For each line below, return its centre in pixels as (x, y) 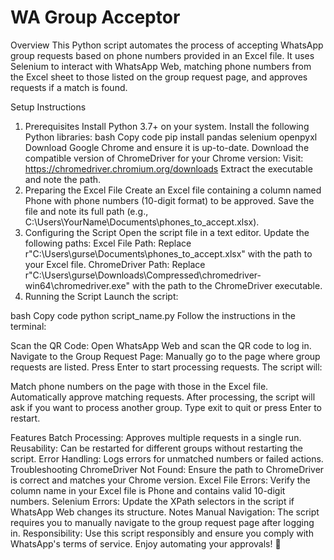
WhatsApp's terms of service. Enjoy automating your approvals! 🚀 (146, 543)
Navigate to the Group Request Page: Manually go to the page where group (165, 356)
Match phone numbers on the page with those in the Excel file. (139, 386)
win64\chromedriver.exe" (77, 285)
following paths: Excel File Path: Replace (108, 243)
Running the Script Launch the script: (101, 296)
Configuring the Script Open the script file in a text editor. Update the (167, 232)
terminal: (28, 326)
